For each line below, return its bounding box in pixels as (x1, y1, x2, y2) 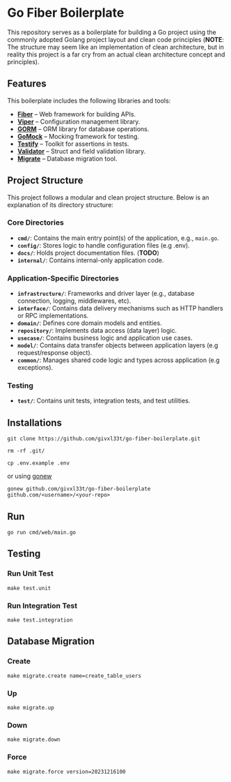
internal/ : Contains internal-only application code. (17, 256, 164, 264)
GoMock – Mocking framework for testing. (17, 132, 140, 140)
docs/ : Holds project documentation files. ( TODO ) (17, 248, 160, 257)
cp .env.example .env (7, 460, 70, 467)
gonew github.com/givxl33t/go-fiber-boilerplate (7, 486, 151, 492)
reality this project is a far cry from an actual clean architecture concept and (7, 50, 225, 59)
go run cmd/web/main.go (7, 529, 77, 536)
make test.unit (7, 585, 51, 592)
